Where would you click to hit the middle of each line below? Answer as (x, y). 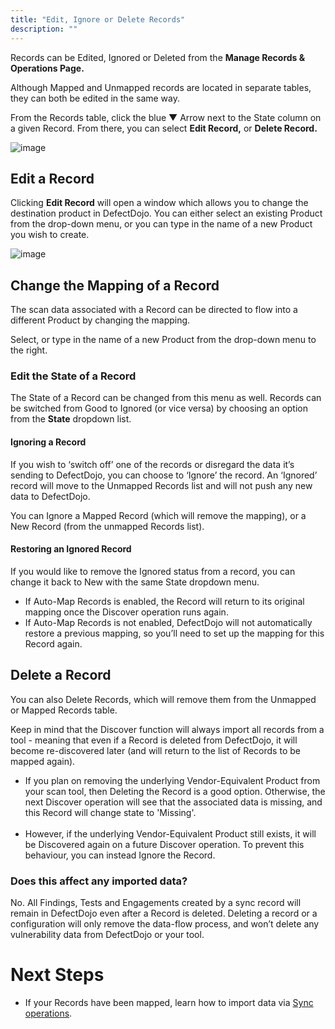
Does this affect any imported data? (99, 881)
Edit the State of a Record (73, 376)
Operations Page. (47, 68)
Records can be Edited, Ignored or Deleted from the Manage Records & (158, 57)
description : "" (44, 29)
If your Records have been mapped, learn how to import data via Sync (169, 1002)
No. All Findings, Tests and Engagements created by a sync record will (156, 902)
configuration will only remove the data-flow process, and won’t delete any (165, 923)
